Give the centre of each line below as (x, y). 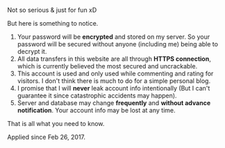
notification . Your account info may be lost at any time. (96, 110)
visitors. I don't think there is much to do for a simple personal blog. (114, 81)
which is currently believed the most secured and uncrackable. (107, 66)
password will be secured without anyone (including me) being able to (118, 44)
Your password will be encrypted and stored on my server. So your (114, 37)
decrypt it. (32, 52)
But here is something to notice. (53, 23)
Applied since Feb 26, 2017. (46, 137)
